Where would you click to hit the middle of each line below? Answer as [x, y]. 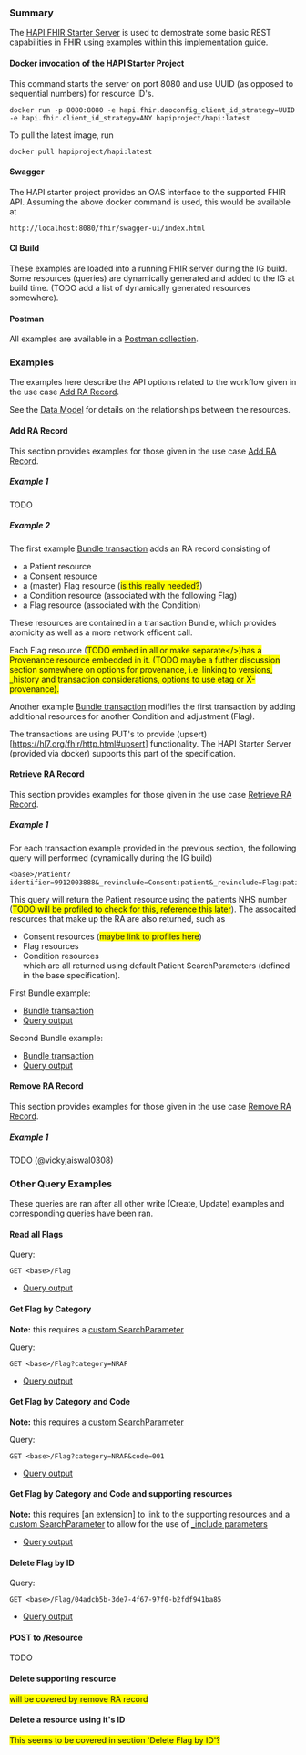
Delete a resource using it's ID [67, 1720]
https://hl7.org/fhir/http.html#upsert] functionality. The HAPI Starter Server [152, 743]
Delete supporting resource [63, 1678]
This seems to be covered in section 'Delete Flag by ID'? [115, 1739]
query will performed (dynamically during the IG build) [111, 857]
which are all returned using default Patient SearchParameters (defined [156, 966]
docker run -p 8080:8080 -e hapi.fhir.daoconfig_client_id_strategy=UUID [153, 110]
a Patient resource [57, 566]
